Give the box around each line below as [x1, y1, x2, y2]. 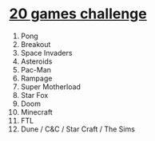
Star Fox [20, 90, 49, 100]
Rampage [20, 73, 53, 83]
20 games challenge [9, 5, 147, 23]
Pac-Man [20, 65, 51, 74]
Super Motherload [20, 81, 81, 92]
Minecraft [20, 107, 53, 116]
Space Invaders [20, 48, 73, 57]
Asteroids [20, 57, 53, 66]
